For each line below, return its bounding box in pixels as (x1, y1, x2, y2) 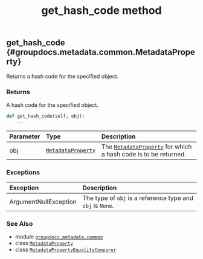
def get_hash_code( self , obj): (6, 113, 85, 119)
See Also (6, 219, 33, 228)
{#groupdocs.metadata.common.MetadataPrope (6, 47, 195, 57)
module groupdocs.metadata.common (14, 233, 103, 240)
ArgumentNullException (9, 197, 77, 206)
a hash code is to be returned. (101, 150, 186, 158)
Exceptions (6, 168, 40, 176)
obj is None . (82, 201, 114, 209)
